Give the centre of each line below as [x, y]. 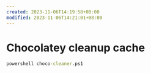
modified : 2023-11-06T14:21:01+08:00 [54, 18]
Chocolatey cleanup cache [76, 48]
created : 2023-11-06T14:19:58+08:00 [53, 12]
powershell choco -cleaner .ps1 [45, 64]
